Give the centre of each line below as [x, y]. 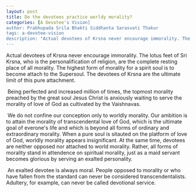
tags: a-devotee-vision [35, 33]
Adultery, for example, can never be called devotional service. [81, 183]
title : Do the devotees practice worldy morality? [69, 17]
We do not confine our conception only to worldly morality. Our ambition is [97, 115]
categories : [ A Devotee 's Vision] [48, 22]
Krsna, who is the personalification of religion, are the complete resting [92, 61]
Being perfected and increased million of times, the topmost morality [90, 92]
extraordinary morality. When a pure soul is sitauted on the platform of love [97, 134]
